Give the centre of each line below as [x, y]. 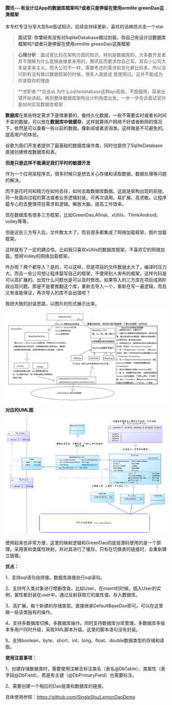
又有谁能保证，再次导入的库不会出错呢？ [48, 293]
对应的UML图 [19, 410]
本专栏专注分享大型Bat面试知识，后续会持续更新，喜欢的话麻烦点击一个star [84, 27]
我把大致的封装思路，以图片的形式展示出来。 [52, 304]
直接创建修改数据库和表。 [32, 152]
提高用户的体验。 [23, 135]
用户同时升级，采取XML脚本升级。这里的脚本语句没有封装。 [77, 629]
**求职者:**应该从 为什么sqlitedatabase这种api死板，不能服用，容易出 [92, 92]
